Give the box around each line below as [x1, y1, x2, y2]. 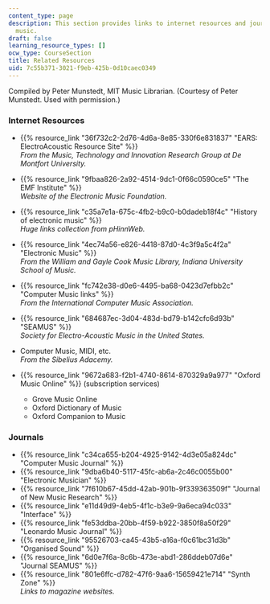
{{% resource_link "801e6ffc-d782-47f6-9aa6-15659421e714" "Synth [19, 569, 251, 579]
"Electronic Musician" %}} [19, 475, 107, 485]
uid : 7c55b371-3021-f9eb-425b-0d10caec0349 [8, 64, 157, 72]
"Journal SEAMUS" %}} [19, 561, 98, 571]
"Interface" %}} [19, 510, 72, 520]
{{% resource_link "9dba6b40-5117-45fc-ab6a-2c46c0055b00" [19, 467, 233, 477]
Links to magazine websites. [19, 586, 115, 596]
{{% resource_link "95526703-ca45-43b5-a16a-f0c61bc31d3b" [19, 536, 231, 545]
